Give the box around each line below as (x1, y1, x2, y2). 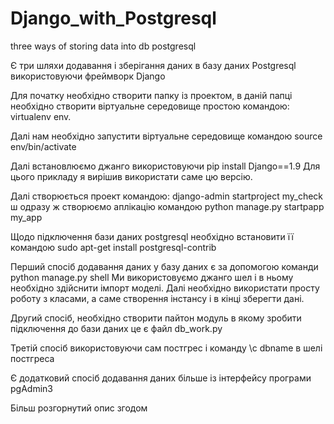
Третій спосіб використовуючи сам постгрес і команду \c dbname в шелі (10, 342, 323, 354)
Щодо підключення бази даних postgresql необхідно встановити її (10, 230, 294, 242)
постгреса (10, 352, 55, 364)
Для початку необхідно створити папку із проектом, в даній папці (10, 89, 293, 101)
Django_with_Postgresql (10, 7, 217, 30)
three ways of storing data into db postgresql (10, 40, 197, 52)
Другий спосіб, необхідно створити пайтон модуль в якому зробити (10, 312, 302, 324)
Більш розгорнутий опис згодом (10, 402, 148, 414)
